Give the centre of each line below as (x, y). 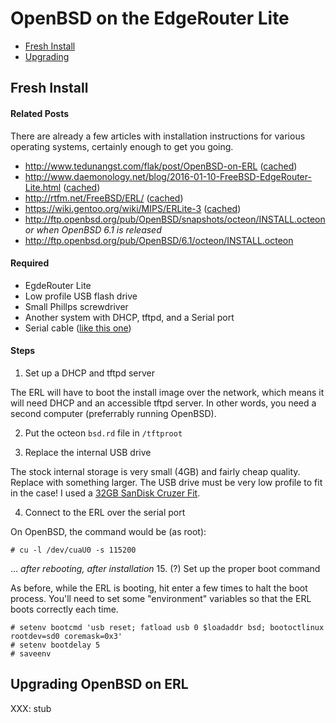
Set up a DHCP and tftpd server (89, 373)
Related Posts (40, 113)
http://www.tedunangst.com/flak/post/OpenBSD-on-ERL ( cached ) (161, 166)
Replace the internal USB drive (88, 452)
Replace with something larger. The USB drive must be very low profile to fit (166, 482)
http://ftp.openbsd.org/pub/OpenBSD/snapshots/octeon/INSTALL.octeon (175, 219)
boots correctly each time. (64, 609)
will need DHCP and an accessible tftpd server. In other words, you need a (163, 403)
